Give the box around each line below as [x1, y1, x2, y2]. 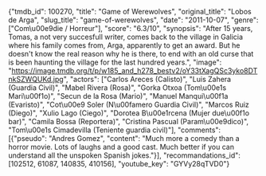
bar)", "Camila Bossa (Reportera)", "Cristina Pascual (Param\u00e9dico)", [8, 117, 249, 126]
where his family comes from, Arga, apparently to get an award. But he [8, 41, 241, 50]
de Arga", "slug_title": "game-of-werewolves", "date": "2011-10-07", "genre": [8, 15, 259, 25]
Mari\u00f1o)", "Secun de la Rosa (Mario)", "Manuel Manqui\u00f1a [8, 92, 229, 100]
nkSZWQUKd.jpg [8, 75, 64, 84]
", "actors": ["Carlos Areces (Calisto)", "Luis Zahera [63, 75, 232, 84]
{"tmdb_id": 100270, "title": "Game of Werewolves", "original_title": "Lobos [8, 7, 252, 16]
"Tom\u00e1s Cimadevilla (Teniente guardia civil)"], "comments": [8, 125, 221, 135]
